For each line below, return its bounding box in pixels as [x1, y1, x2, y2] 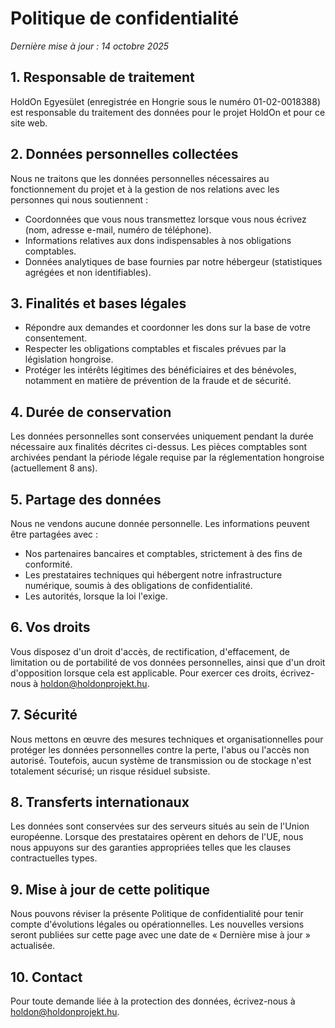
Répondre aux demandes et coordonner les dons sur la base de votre [24, 322, 312, 334]
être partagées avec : [10, 528, 99, 540]
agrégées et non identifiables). [24, 266, 152, 278]
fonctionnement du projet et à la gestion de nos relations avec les [10, 183, 280, 195]
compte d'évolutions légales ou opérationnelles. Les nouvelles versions [10, 918, 305, 931]
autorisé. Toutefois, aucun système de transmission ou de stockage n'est [10, 754, 312, 766]
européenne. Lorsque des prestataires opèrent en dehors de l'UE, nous [10, 831, 304, 843]
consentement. [24, 332, 88, 344]
